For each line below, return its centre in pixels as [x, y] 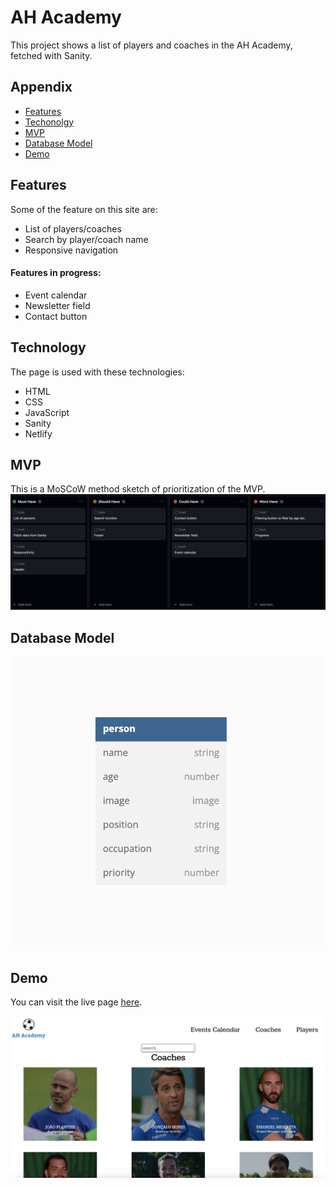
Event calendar [56, 295]
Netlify [38, 433]
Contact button [56, 316]
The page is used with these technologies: [97, 372]
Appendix [41, 87]
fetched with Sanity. [51, 55]
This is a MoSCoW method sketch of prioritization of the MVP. [138, 489]
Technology [48, 347]
